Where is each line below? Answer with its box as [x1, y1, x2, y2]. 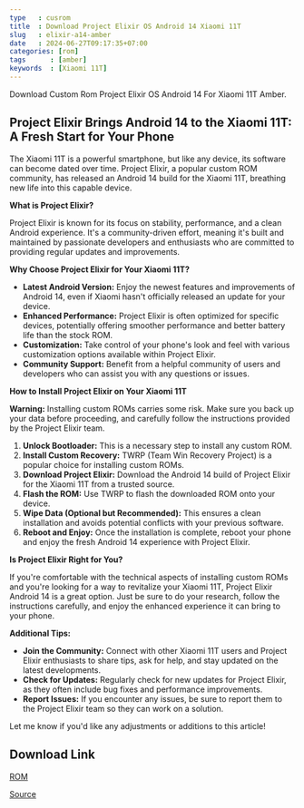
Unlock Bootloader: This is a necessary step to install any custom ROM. [22, 440, 293, 451]
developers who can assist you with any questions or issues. [22, 368, 250, 379]
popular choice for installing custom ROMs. [22, 459, 184, 470]
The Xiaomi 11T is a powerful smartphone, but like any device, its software [9, 153, 286, 164]
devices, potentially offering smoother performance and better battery [22, 319, 286, 331]
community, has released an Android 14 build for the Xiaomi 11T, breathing [9, 172, 286, 183]
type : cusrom [9, 13, 71, 23]
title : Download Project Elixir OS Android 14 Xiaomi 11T [9, 22, 242, 31]
